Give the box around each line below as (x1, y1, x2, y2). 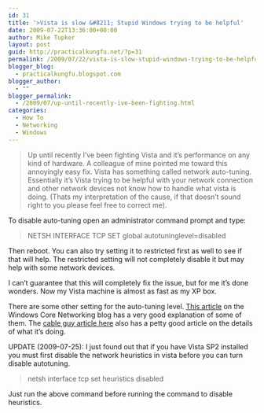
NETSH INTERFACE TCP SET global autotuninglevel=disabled (27, 230, 226, 240)
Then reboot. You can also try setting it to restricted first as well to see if (8, 245, 242, 256)
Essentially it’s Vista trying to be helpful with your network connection (27, 175, 254, 185)
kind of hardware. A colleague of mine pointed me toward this (27, 158, 228, 168)
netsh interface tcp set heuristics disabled (27, 374, 164, 383)
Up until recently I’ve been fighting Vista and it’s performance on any (27, 150, 250, 160)
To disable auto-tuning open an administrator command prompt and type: (8, 216, 246, 225)
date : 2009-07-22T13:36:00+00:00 (8, 26, 118, 34)
